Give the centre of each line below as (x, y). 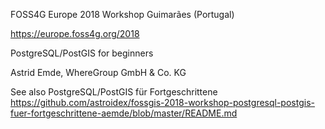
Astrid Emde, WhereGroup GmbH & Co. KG (98, 72)
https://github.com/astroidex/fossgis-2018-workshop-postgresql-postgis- (162, 102)
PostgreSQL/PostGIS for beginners (82, 53)
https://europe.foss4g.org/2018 (75, 33)
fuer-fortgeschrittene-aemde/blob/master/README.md (124, 113)
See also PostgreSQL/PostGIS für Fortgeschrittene (114, 92)
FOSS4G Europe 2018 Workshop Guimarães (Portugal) (122, 14)
